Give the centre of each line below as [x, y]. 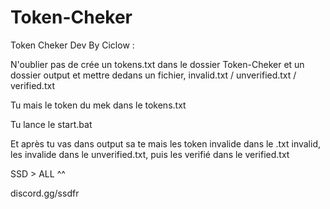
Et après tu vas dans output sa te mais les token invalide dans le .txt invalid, [166, 143]
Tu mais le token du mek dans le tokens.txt [98, 105]
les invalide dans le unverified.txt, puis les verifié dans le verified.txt [150, 154]
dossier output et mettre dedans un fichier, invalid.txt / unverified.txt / [153, 75]
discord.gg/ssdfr [45, 193]
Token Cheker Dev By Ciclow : [72, 45]
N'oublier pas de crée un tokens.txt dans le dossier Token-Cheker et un [157, 64]
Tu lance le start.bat [51, 124]
